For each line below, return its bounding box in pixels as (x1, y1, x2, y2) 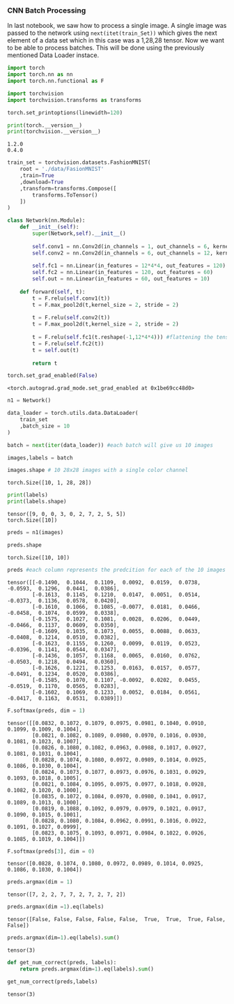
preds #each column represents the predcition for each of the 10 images (7, 566, 226, 573)
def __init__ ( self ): (19, 224, 79, 231)
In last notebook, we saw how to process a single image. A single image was (7, 22, 227, 30)
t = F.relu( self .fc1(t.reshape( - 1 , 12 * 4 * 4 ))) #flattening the (32, 334, 214, 341)
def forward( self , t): (19, 288, 86, 295)
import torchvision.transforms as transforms (7, 96, 141, 103)
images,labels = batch (7, 454, 73, 462)
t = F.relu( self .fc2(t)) (32, 340, 104, 347)
